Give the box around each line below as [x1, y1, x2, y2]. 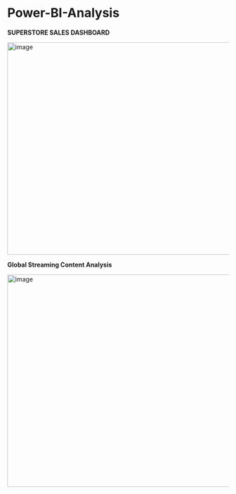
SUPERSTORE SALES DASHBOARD [7, 28, 110, 37]
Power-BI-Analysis [7, 5, 120, 21]
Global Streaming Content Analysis [7, 260, 112, 269]
